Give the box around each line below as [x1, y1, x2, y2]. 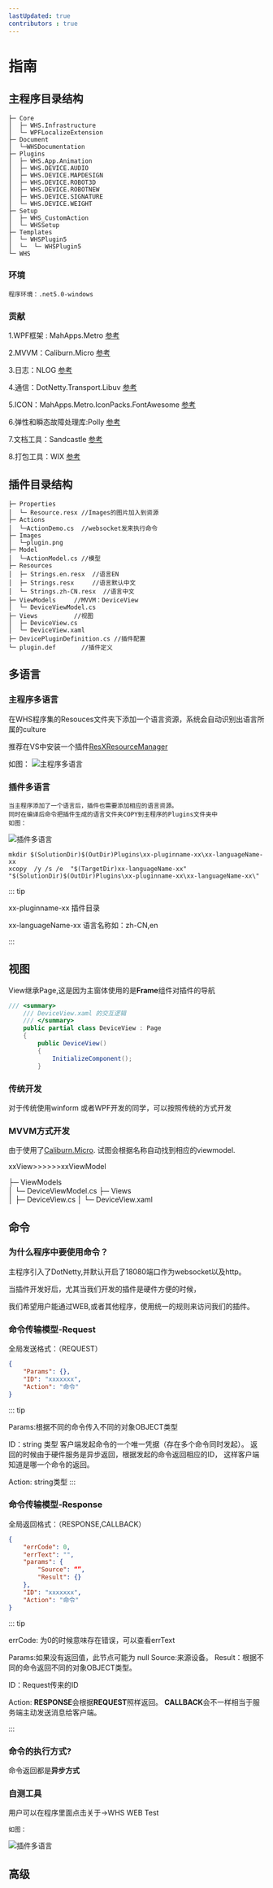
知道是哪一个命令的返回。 [8, 1459, 94, 1470]
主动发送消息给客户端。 [22, 1707, 102, 1717]
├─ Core [8, 114, 35, 122]
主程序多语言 [8, 694, 59, 705]
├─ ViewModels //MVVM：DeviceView [8, 596, 139, 604]
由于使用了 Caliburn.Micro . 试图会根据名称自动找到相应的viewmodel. [8, 1146, 236, 1155]
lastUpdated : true [8, 11, 71, 20]
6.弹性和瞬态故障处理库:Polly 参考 [8, 417, 121, 427]
